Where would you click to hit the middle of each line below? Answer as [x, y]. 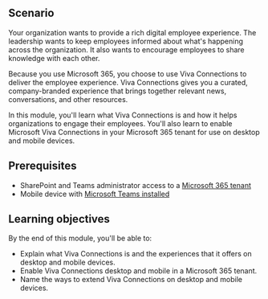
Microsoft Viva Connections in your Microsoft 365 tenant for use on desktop [134, 132]
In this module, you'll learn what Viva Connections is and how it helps [123, 115]
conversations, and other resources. [68, 99]
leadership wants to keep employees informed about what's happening [126, 41]
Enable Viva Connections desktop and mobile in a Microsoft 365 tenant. [138, 271]
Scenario [31, 13]
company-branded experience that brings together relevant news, [118, 91]
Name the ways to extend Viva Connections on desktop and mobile [131, 280]
